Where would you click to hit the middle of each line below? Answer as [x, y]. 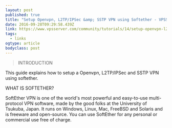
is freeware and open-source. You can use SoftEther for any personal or [81, 114]
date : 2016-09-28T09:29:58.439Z [40, 24]
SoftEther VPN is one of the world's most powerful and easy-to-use [77, 98]
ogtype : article [23, 44]
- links [18, 39]
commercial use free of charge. [38, 120]
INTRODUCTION [35, 62]
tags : [11, 34]
